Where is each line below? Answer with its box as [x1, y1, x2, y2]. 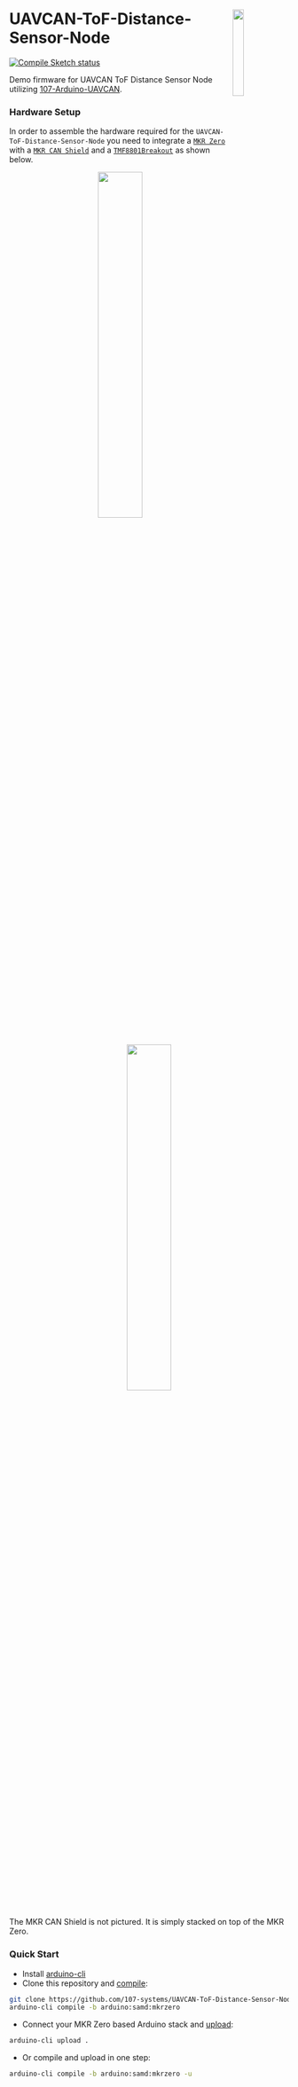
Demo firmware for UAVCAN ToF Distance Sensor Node [9, 74, 213, 84]
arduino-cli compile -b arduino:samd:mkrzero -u [9, 2069, 192, 2079]
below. [9, 154, 34, 165]
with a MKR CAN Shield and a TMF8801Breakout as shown [9, 145, 211, 155]
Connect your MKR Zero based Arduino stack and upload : [21, 2019, 234, 2030]
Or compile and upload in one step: [21, 2052, 151, 2063]
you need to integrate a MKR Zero [106, 136, 226, 146]
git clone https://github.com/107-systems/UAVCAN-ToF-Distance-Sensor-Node [9, 1995, 295, 2004]
